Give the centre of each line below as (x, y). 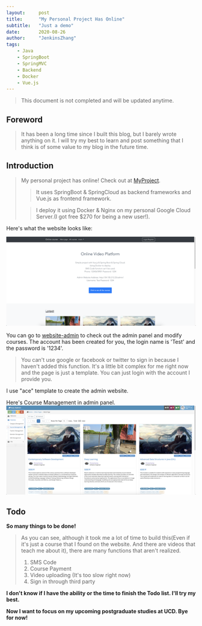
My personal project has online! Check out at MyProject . (91, 180)
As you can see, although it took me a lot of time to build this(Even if (106, 538)
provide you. (36, 379)
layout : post (28, 13)
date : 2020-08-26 (36, 32)
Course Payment (50, 569)
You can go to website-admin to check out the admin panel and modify (94, 335)
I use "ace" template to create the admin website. (67, 391)
